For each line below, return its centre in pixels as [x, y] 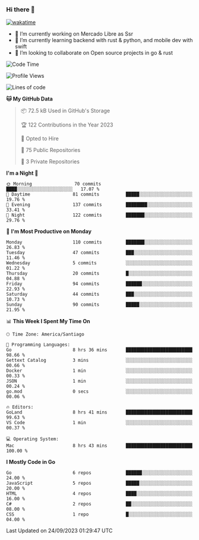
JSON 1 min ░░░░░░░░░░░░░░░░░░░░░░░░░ [99, 381]
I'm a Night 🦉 [22, 173]
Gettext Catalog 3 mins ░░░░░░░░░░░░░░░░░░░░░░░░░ [99, 361]
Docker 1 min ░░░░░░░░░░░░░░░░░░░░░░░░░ [99, 371]
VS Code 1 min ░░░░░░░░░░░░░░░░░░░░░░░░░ [99, 423]
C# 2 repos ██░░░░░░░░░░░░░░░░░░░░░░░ [99, 504]
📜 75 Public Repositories [50, 150]
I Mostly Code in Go [31, 462]
